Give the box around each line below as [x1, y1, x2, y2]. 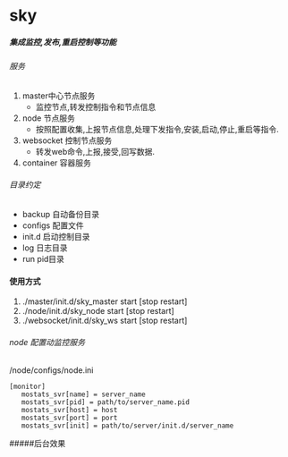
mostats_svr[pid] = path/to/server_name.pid [21, 398, 191, 407]
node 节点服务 [21, 113, 76, 123]
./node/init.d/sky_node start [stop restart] [21, 306, 174, 317]
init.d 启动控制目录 [21, 231, 90, 241]
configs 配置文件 [21, 220, 84, 231]
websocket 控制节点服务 [21, 135, 113, 146]
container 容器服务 [21, 157, 92, 168]
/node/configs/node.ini [9, 365, 94, 376]
